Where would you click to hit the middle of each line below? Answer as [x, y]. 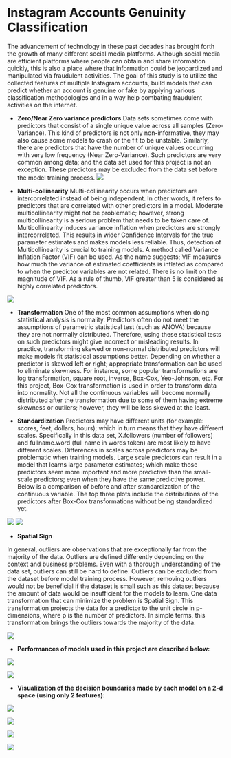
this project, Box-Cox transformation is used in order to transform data [117, 385]
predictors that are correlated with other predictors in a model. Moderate [120, 205]
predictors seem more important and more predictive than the [104, 472]
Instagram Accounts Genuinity [97, 13]
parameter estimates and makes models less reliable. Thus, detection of [119, 242]
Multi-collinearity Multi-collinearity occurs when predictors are [107, 191]
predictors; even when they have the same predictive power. [120, 479]
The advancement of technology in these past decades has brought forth [111, 46]
